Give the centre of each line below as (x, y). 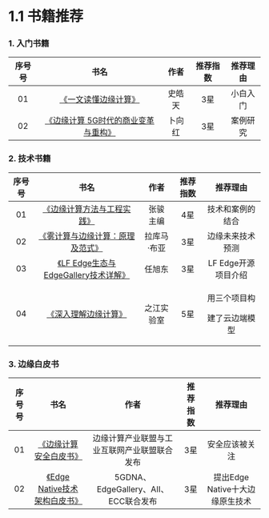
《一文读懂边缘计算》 (100, 99)
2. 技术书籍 (30, 159)
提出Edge (231, 477)
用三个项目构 (231, 298)
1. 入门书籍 (29, 43)
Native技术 (58, 489)
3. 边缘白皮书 (34, 363)
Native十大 (227, 489)
